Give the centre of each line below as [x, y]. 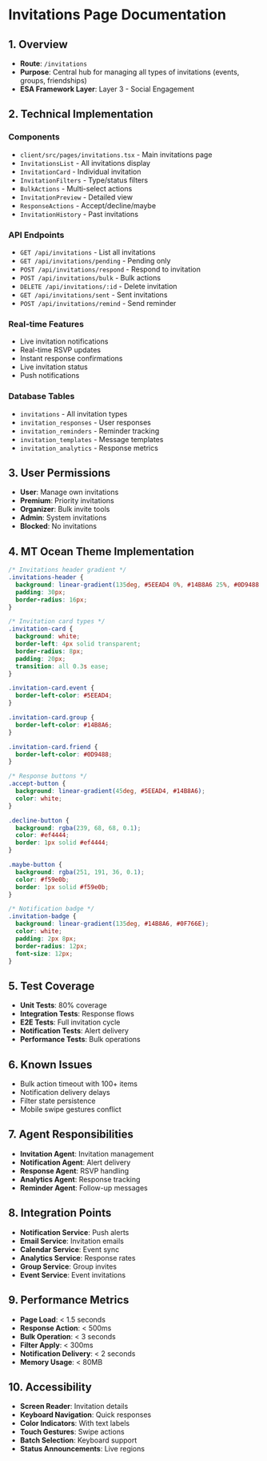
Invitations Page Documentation [117, 15]
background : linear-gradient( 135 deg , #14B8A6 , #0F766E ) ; [112, 924]
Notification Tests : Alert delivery [74, 1031]
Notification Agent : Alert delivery [75, 1162]
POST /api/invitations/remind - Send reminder [98, 303]
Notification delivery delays [65, 1093]
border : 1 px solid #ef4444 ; [62, 843]
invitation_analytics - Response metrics [89, 448]
